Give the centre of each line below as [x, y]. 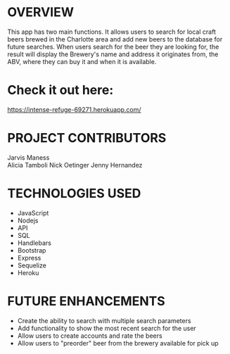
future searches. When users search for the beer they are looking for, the [113, 46]
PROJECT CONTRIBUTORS [87, 138]
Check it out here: [60, 90]
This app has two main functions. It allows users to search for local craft [112, 32]
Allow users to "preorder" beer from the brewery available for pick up [118, 343]
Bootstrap [32, 250]
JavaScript [33, 213]
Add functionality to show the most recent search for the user [107, 328]
